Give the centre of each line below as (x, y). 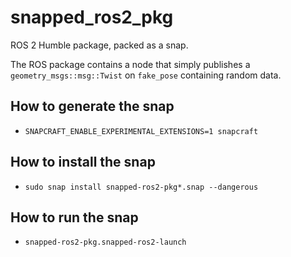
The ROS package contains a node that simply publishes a (130, 64)
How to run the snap (74, 217)
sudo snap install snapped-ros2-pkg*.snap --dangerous (141, 187)
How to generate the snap (92, 106)
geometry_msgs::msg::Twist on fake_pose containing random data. (146, 75)
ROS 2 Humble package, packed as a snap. (99, 45)
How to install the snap (83, 162)
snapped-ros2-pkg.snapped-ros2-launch (105, 242)
